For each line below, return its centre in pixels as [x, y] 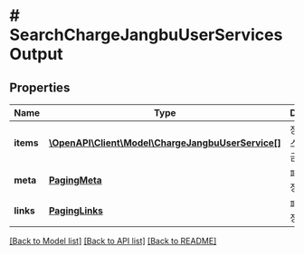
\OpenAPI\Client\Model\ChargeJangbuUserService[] [165, 143]
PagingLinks [76, 211]
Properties [40, 87]
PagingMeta [75, 180]
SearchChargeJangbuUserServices [146, 35]
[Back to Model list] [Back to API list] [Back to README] [113, 241]
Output [36, 54]
